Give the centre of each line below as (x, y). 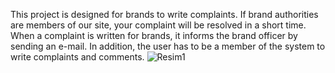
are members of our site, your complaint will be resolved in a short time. (158, 25)
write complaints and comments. (77, 57)
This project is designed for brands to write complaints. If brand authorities (164, 14)
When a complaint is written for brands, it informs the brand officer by (154, 35)
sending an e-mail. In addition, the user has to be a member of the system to (168, 46)
